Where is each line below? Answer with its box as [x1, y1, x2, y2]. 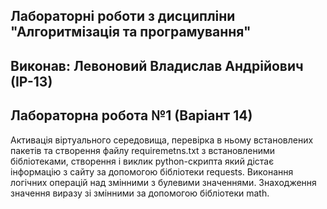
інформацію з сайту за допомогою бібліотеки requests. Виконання [10, 165, 294, 178]
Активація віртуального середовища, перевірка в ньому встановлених [10, 134, 314, 146]
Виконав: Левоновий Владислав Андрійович [10, 57, 304, 74]
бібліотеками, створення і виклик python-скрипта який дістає [10, 155, 275, 167]
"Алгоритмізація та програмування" [10, 24, 252, 41]
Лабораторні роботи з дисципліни [10, 8, 236, 25]
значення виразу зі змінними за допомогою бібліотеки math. [10, 187, 270, 199]
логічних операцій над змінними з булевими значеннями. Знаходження [10, 176, 317, 188]
